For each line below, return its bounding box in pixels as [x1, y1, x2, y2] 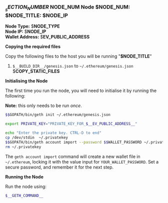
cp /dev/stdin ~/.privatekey [5, 135, 68, 140]
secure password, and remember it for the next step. [5, 164, 114, 170]
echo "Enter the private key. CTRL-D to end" [5, 130, 101, 135]
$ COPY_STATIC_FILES [12, 68, 60, 74]
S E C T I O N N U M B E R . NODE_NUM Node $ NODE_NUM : [5, 3, 130, 12]
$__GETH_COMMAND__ [5, 193, 43, 198]
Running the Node [5, 173, 43, 179]
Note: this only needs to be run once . [5, 102, 82, 108]
